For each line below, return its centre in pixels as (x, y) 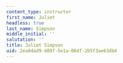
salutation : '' (25, 40)
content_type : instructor (39, 12)
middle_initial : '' (31, 34)
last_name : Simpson (31, 28)
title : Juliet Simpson (35, 46)
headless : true (25, 23)
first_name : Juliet (31, 17)
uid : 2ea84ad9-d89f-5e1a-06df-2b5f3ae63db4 (62, 51)
